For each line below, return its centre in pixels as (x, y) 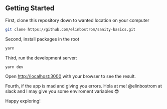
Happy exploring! (23, 101)
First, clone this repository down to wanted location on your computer (77, 20)
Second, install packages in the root (42, 39)
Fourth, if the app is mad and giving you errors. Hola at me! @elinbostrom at (83, 86)
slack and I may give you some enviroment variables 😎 (62, 91)
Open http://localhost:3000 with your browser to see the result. (71, 76)
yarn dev (14, 67)
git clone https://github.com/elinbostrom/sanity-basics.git (70, 29)
